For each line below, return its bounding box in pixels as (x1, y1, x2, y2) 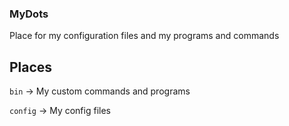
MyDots (9, 7, 49, 21)
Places (9, 58, 53, 76)
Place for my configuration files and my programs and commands (9, 30, 280, 42)
